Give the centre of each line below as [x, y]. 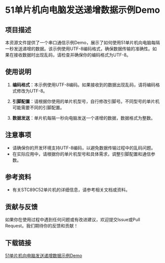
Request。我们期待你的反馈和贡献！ [41, 226]
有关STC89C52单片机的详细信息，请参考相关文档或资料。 [71, 190]
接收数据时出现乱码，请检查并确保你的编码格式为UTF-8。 [72, 55]
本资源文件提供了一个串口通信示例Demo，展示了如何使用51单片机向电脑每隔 [82, 43]
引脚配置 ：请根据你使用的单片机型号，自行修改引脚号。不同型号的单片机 [86, 101]
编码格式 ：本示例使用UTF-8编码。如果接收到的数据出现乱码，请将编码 [84, 85]
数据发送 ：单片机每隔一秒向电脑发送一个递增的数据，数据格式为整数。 [84, 118]
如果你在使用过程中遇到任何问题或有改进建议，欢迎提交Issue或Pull [73, 220]
